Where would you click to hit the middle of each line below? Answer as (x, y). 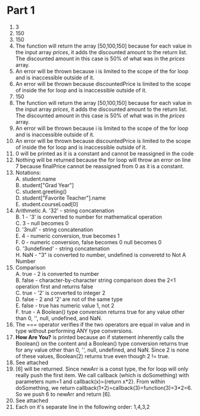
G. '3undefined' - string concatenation (62, 249)
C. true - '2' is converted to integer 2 (60, 293)
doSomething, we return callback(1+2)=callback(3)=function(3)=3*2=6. (104, 387)
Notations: (28, 172)
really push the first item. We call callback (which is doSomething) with (102, 375)
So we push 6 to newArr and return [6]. (63, 394)
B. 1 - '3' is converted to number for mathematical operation (89, 217)
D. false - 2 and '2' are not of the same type (69, 299)
